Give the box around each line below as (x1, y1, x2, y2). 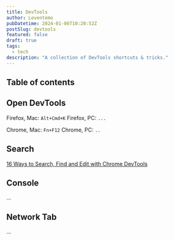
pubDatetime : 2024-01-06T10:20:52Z (6, 20, 97, 26)
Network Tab (6, 212, 57, 222)
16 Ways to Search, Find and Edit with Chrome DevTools (6, 160, 148, 167)
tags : (6, 43, 20, 50)
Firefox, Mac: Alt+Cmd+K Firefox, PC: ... (6, 114, 107, 121)
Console (6, 178, 39, 189)
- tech (12, 49, 29, 55)
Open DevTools (6, 98, 66, 108)
